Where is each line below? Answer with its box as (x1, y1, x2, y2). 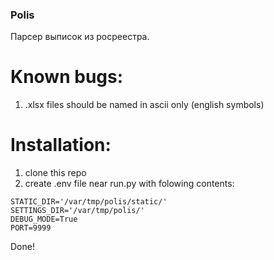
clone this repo (24, 167, 87, 179)
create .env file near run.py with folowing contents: (24, 178, 235, 190)
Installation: (10, 134, 112, 157)
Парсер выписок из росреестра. (10, 31, 150, 43)
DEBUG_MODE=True (10, 214, 78, 225)
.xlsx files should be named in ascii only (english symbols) (24, 99, 265, 111)
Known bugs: (10, 66, 124, 88)
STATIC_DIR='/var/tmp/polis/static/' (10, 197, 168, 207)
